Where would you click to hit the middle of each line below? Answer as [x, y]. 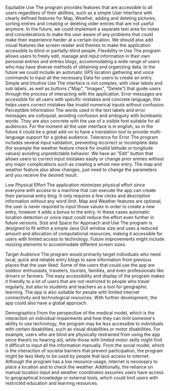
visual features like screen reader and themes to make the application [78, 45]
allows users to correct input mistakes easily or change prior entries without [84, 159]
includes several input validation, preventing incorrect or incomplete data [82, 143]
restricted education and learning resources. [52, 383]
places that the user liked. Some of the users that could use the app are [80, 265]
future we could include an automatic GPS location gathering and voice [80, 72]
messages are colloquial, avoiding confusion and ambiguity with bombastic [84, 116]
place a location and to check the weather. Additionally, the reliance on [79, 367]
